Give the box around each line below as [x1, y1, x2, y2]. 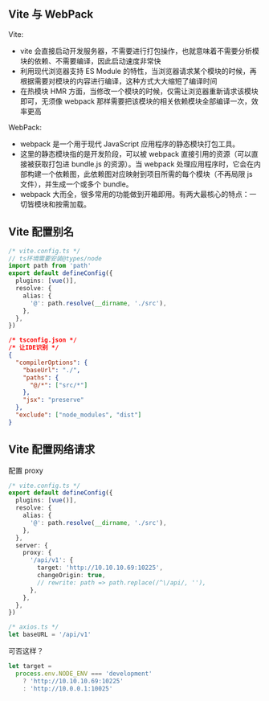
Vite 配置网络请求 [8, 443, 96, 457]
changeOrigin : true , [37, 572, 106, 580]
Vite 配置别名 [8, 225, 75, 239]
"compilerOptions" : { [15, 359, 88, 367]
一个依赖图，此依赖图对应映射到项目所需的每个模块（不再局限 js [41, 169, 253, 178]
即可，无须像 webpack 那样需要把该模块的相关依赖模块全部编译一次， [19, 96, 251, 106]
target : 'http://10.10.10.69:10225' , [37, 564, 163, 572]
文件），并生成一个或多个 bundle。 [19, 179, 133, 189]
